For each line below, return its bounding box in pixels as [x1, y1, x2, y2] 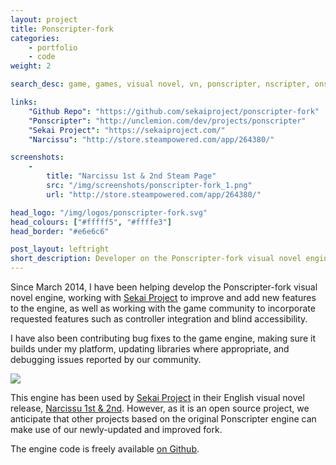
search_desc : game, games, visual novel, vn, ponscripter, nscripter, [10, 79, 311, 90]
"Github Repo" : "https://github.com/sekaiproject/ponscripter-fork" [28, 106, 320, 116]
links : [10, 97, 38, 107]
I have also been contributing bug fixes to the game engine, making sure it [10, 332, 316, 344]
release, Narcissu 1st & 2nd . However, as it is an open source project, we [10, 402, 310, 414]
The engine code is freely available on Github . [10, 443, 200, 455]
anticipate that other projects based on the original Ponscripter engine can [10, 413, 317, 425]
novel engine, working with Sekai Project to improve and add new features [10, 292, 317, 303]
